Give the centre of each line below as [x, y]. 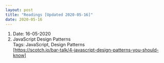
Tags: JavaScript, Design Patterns [49, 45]
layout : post [19, 10]
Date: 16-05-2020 [32, 34]
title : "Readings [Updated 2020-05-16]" [49, 15]
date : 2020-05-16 [24, 19]
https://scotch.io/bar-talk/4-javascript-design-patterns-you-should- [87, 50]
